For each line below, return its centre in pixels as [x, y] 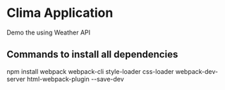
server [16, 79]
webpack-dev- [197, 71]
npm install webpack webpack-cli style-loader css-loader [90, 71]
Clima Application [60, 13]
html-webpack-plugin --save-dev [75, 79]
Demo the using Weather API [49, 32]
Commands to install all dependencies [92, 54]
